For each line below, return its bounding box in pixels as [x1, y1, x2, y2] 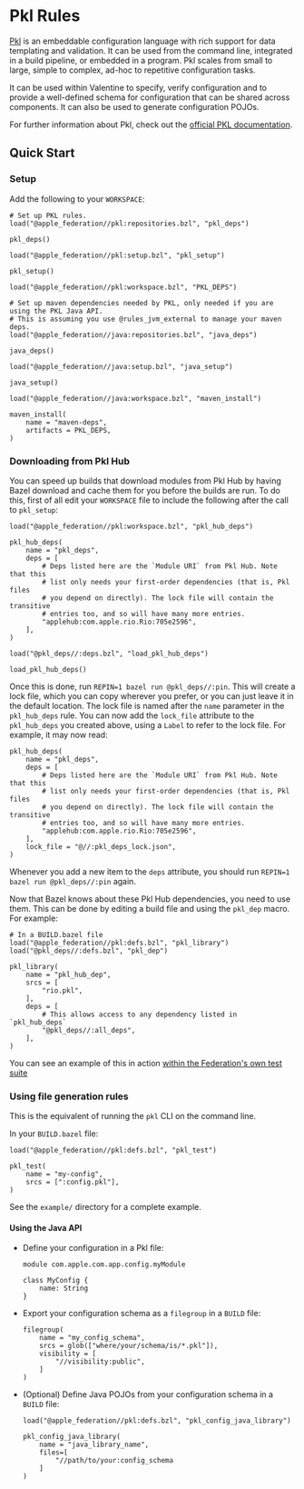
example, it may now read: [9, 729, 108, 740]
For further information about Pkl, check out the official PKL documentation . [9, 119, 293, 130]
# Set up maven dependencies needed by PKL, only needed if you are [9, 298, 274, 307]
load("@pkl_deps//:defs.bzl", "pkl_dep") [9, 946, 169, 955]
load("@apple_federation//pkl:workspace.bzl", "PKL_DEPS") [9, 283, 238, 292]
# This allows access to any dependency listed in [42, 1010, 238, 1019]
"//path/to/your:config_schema [55, 1456, 174, 1465]
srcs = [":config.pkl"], [25, 1178, 120, 1187]
